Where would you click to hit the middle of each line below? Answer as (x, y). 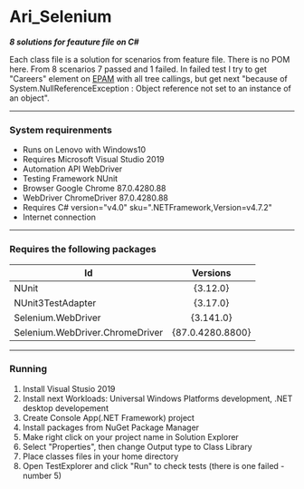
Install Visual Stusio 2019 (69, 388)
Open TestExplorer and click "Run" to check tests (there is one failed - (153, 465)
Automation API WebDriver (72, 169)
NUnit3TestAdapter (55, 303)
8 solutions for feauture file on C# (74, 42)
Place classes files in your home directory (100, 456)
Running (28, 369)
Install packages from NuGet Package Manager (111, 427)
